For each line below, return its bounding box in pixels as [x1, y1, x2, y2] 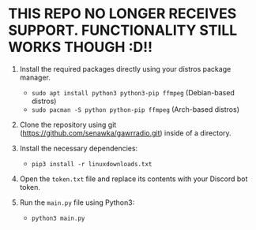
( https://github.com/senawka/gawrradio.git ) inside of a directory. [19, 128, 232, 138]
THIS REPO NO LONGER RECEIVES [8, 5, 237, 23]
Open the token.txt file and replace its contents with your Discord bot [19, 174, 248, 184]
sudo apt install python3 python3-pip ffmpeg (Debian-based [31, 87, 235, 97]
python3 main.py [31, 214, 85, 222]
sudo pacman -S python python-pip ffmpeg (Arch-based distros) [31, 104, 239, 114]
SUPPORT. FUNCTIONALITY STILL [8, 21, 238, 39]
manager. [19, 72, 51, 82]
